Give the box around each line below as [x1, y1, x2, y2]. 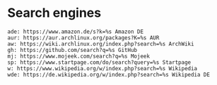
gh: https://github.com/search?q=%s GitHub [7, 46, 138, 53]
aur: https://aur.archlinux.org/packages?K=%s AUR [7, 34, 160, 41]
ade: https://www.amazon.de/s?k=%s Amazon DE [7, 28, 143, 35]
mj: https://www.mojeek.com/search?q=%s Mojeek [7, 53, 151, 60]
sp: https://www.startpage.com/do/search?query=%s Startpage [7, 58, 192, 66]
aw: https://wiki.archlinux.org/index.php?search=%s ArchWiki [7, 40, 194, 47]
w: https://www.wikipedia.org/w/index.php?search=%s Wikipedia [7, 65, 198, 72]
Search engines [7, 5, 101, 21]
